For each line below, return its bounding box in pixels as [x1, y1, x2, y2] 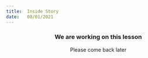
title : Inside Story [6, 8, 59, 14]
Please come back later [70, 46, 127, 53]
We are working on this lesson [54, 33, 142, 41]
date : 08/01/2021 [6, 14, 54, 20]
